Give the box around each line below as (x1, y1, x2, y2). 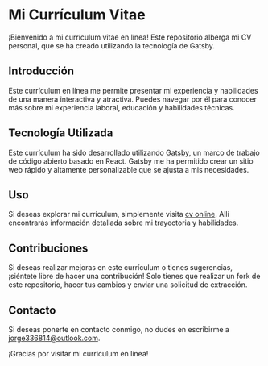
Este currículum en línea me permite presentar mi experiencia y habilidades (8, 85, 259, 95)
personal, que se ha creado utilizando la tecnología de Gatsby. (8, 40, 216, 50)
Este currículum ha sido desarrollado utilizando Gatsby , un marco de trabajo (8, 148, 260, 157)
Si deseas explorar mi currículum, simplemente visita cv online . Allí (8, 210, 229, 219)
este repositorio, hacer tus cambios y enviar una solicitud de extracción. (8, 280, 248, 289)
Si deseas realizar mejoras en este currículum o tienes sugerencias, (8, 263, 233, 272)
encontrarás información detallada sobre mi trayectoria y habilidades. (8, 218, 239, 227)
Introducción (8, 64, 75, 78)
